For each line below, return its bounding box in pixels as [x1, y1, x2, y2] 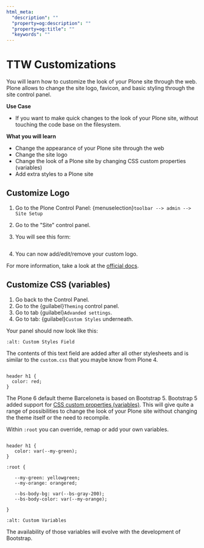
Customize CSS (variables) [6, 279, 111, 290]
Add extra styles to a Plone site [15, 170, 94, 178]
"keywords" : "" [12, 32, 51, 38]
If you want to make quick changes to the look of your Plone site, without [15, 114, 199, 122]
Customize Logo [6, 188, 70, 198]
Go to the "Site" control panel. [15, 221, 91, 228]
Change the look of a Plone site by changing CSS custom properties [15, 158, 186, 165]
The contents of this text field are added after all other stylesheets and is [6, 350, 189, 357]
